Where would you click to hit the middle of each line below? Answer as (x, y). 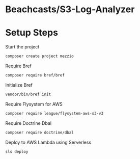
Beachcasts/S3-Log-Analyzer (70, 9)
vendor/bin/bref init (28, 94)
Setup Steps (32, 33)
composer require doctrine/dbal (39, 132)
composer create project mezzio (39, 56)
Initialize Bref (19, 85)
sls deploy (17, 151)
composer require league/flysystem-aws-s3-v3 (54, 113)
